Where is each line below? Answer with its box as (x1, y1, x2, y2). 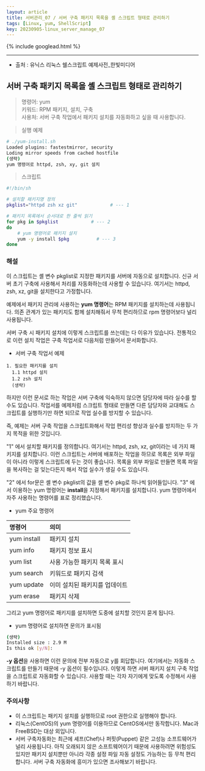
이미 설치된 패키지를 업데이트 (49, 580, 128, 589)
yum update (9, 580, 44, 589)
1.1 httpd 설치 (12, 369, 48, 375)
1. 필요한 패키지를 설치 (6, 363, 58, 369)
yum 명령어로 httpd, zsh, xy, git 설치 (6, 161, 100, 168)
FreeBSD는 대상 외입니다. (15, 727, 77, 734)
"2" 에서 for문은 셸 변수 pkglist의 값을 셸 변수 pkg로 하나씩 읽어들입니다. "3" (6, 478, 189, 486)
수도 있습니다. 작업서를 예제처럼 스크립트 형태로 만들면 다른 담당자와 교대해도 (6, 401, 189, 408)
